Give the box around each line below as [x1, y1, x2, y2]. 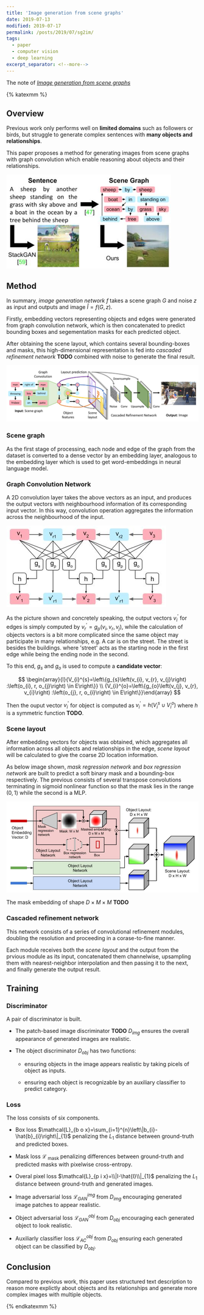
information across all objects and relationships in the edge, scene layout [6, 745, 190, 752]
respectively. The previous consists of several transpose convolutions [6, 776, 181, 784]
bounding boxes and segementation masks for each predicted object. [6, 328, 181, 336]
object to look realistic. [15, 1222, 72, 1230]
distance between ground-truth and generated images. [15, 1180, 153, 1187]
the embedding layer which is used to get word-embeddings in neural [6, 458, 181, 465]
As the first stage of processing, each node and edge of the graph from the [6, 445, 195, 452]
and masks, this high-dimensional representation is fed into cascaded [6, 347, 181, 354]
